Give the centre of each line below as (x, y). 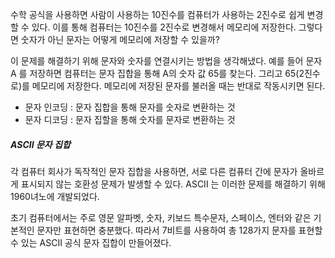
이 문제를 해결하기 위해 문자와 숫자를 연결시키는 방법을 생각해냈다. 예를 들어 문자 (166, 61)
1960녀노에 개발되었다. (55, 196)
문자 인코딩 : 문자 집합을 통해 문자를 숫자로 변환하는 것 (130, 107)
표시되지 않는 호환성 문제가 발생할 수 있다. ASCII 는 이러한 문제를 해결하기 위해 (173, 184)
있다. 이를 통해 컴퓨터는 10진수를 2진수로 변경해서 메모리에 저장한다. (164, 27)
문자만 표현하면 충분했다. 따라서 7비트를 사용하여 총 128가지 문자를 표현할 (179, 230)
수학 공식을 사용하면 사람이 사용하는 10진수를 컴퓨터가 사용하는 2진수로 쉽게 (157, 14)
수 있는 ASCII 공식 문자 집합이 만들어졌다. (91, 242)
